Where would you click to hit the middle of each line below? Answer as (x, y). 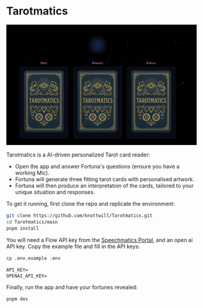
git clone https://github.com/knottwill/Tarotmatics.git (79, 216)
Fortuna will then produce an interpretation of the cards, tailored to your (104, 186)
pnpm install (23, 229)
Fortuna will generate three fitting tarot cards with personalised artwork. (105, 179)
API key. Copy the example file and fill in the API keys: (73, 246)
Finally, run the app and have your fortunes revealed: (72, 287)
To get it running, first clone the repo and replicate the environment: (91, 204)
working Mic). (32, 173)
